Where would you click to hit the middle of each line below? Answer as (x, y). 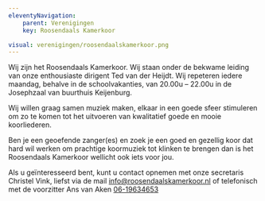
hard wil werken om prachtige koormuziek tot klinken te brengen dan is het (131, 149)
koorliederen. (30, 125)
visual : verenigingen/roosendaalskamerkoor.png (89, 44)
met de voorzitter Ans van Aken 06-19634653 (84, 189)
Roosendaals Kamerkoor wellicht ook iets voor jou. (91, 157)
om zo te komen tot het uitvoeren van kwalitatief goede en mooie (115, 117)
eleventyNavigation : (43, 15)
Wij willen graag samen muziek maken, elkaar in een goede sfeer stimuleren (133, 108)
